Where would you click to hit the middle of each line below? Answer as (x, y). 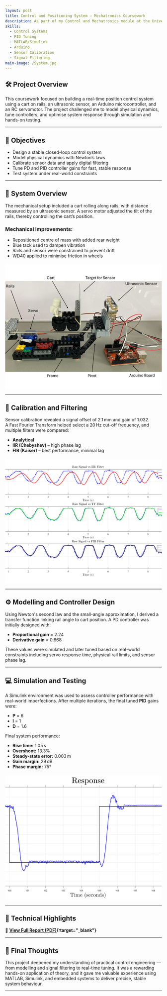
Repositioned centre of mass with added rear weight (66, 240)
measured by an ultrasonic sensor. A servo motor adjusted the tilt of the (79, 211)
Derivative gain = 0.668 (37, 640)
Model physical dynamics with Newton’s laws (59, 157)
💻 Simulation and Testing (46, 681)
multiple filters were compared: (37, 430)
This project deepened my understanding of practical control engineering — (83, 963)
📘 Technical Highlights (41, 918)
